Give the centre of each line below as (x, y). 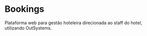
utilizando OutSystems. (28, 28)
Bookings (24, 9)
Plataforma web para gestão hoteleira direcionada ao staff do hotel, (73, 23)
